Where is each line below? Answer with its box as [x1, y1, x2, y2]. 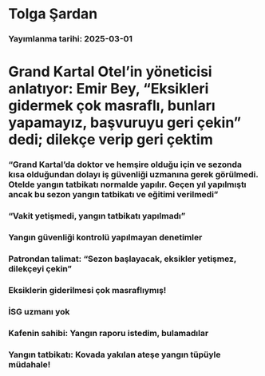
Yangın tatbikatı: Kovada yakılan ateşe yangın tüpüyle [8, 349, 221, 360]
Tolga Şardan [8, 5, 98, 23]
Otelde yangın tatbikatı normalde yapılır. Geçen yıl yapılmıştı [8, 179, 247, 190]
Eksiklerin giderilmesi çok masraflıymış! [8, 284, 167, 295]
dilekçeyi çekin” [8, 263, 73, 274]
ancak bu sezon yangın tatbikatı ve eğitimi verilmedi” [8, 189, 219, 200]
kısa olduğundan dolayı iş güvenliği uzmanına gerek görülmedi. [8, 169, 259, 180]
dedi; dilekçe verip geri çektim [8, 131, 213, 148]
